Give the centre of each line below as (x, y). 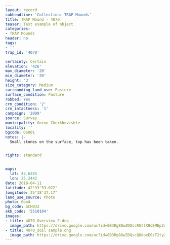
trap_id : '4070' (22, 52)
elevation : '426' (24, 66)
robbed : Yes (18, 99)
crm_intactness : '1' (27, 109)
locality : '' (19, 127)
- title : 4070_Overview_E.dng (37, 221)
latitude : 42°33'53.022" (31, 188)
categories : (18, 29)
